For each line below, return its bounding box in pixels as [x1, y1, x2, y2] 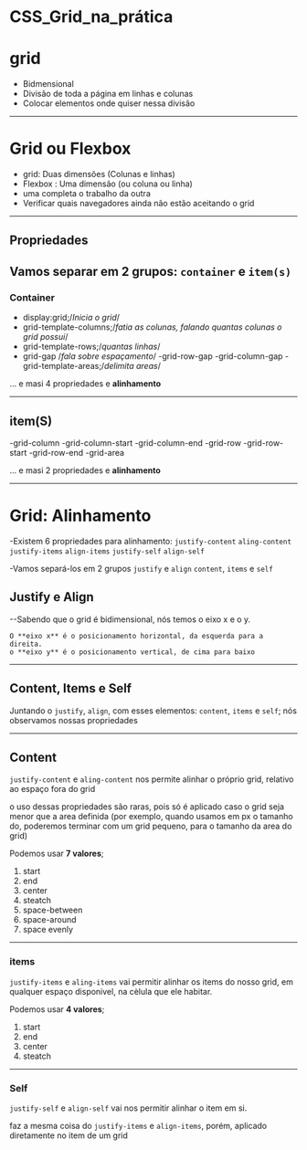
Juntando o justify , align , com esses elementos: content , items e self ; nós [9, 705, 297, 716]
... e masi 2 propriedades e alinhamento [9, 464, 162, 476]
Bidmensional [22, 79, 75, 90]
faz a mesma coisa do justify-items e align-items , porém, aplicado [9, 1120, 268, 1131]
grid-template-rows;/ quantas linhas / [22, 341, 161, 353]
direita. [9, 639, 43, 649]
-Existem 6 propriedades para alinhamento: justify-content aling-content [9, 535, 292, 546]
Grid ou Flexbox [9, 139, 132, 159]
